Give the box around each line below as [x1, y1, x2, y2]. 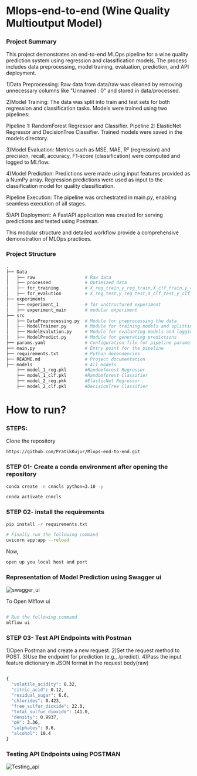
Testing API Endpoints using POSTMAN [6, 750, 121, 758]
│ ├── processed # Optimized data [6, 280, 127, 286]
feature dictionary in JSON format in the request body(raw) [6, 659, 149, 667]
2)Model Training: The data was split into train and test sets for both [6, 99, 170, 106]
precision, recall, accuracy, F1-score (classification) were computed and [6, 153, 181, 160]
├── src [6, 312, 25, 318]
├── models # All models [6, 362, 117, 367]
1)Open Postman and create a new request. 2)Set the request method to [6, 647, 180, 654]
